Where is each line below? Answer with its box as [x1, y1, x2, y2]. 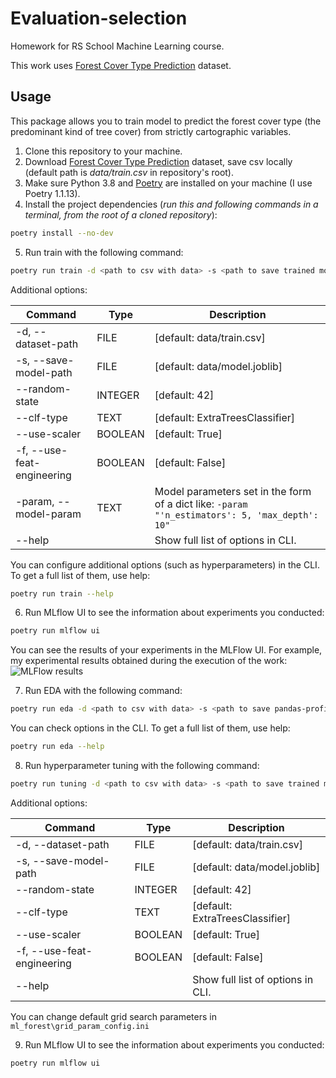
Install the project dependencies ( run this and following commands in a [24, 198, 319, 210]
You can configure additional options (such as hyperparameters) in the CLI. [10, 558, 320, 571]
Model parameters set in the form [154, 484, 312, 498]
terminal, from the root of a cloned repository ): [24, 208, 218, 221]
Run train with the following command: [24, 246, 184, 258]
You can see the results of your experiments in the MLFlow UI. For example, [10, 644, 323, 656]
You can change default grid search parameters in [10, 1010, 217, 1022]
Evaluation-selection [10, 7, 188, 30]
